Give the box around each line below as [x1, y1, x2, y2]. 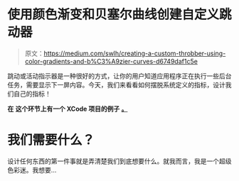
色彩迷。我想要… [7, 165, 57, 174]
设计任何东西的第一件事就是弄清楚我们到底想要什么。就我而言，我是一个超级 [7, 157, 232, 165]
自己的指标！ [13, 89, 51, 98]
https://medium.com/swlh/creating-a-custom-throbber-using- [43, 49, 226, 57]
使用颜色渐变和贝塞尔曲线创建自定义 [7, 6, 220, 23]
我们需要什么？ [7, 132, 95, 148]
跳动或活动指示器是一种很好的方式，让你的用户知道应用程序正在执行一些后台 [7, 72, 232, 80]
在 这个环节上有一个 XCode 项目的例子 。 [7, 104, 128, 113]
